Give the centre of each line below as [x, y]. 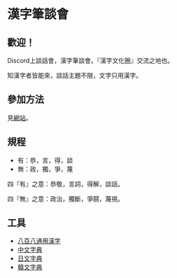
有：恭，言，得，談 [45, 160]
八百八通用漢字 [39, 241]
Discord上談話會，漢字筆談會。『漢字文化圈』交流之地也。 [90, 61]
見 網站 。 [20, 118]
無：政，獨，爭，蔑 [45, 169]
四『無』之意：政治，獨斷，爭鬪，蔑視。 [65, 199]
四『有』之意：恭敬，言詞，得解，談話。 [65, 183]
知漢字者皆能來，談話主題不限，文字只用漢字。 [75, 75]
